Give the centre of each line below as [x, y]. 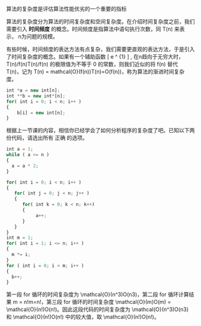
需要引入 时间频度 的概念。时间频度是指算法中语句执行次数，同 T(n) [90, 29]
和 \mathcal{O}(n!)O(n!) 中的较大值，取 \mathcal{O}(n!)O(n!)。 [83, 317]
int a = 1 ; [20, 149]
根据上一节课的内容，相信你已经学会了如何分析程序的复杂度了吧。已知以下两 [100, 130]
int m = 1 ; [20, 238]
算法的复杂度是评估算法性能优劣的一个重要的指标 [66, 9]
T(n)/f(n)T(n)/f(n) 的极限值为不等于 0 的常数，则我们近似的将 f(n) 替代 [92, 64]
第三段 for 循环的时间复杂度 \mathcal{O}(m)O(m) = [109, 302]
